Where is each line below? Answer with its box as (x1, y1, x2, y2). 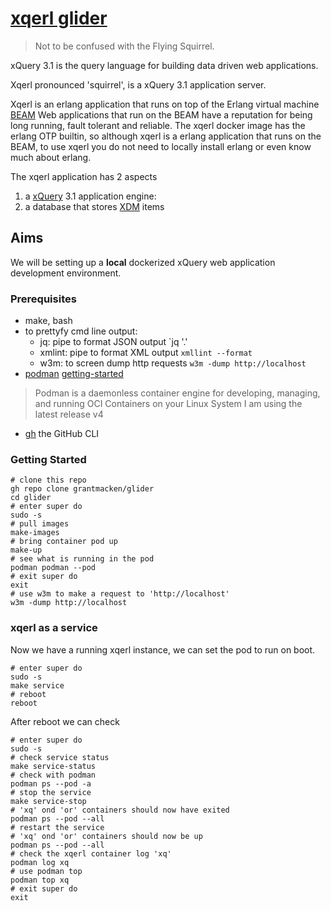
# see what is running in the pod (10, 554, 155, 564)
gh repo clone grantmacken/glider (10, 484, 155, 494)
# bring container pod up (10, 537, 118, 547)
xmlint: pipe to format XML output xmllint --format (39, 347, 253, 359)
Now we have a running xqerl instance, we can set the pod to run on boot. (10, 643, 316, 656)
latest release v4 (34, 408, 104, 421)
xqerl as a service (10, 621, 98, 635)
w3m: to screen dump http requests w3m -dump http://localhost (39, 357, 307, 369)
